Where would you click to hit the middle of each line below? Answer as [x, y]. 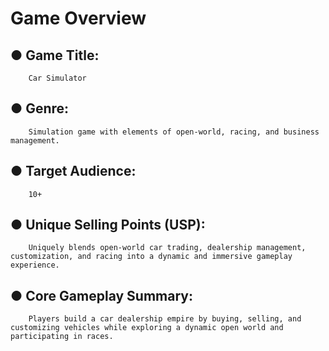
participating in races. [62, 337]
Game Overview [78, 18]
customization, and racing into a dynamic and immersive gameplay [151, 257]
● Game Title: [55, 55]
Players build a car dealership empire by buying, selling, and [165, 319]
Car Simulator [57, 78]
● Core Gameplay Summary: [101, 295]
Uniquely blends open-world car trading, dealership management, [167, 248]
